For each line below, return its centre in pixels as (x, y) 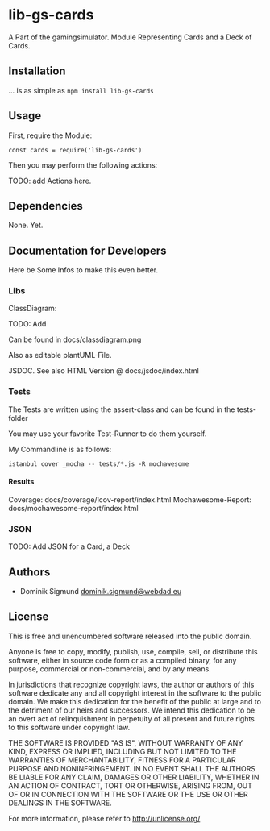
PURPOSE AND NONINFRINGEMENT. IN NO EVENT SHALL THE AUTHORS (132, 768)
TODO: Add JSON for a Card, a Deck (69, 546)
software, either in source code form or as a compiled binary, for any (123, 660)
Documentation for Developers (87, 250)
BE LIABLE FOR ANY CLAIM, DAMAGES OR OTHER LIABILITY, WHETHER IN (134, 777)
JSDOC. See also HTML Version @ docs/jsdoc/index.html (104, 371)
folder (18, 418)
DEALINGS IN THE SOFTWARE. (60, 803)
